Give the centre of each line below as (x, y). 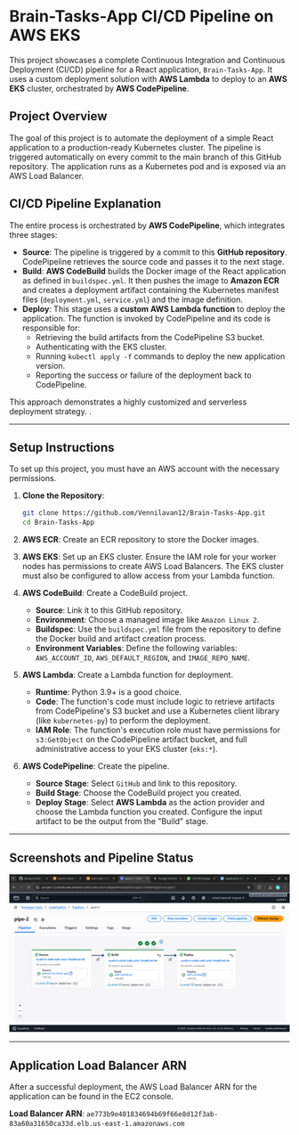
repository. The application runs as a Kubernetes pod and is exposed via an (148, 166)
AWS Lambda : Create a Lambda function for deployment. (128, 675)
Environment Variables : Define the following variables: (136, 649)
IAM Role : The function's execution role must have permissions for (158, 730)
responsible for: (51, 328)
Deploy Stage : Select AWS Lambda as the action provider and (150, 803)
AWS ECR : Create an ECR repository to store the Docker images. (141, 540)
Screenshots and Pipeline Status (101, 857)
